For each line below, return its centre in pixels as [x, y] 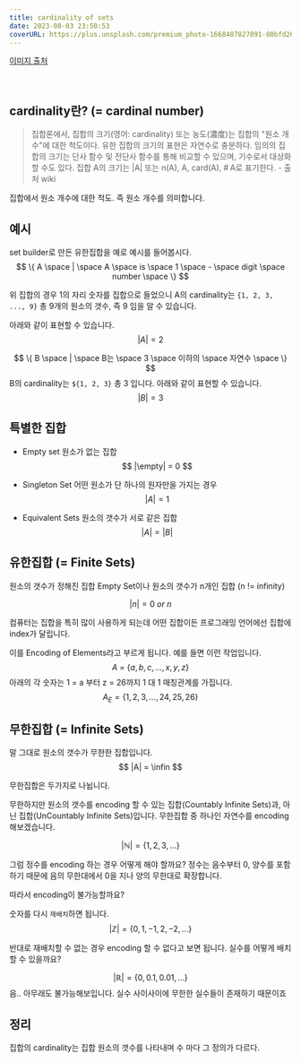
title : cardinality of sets [62, 17]
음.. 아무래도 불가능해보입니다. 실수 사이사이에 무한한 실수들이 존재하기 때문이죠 [148, 993]
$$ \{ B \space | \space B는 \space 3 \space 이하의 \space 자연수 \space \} [150, 358]
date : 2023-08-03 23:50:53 [60, 26]
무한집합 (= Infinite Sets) [77, 729]
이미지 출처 [29, 61]
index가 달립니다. [40, 634]
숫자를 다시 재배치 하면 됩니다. [59, 914]
